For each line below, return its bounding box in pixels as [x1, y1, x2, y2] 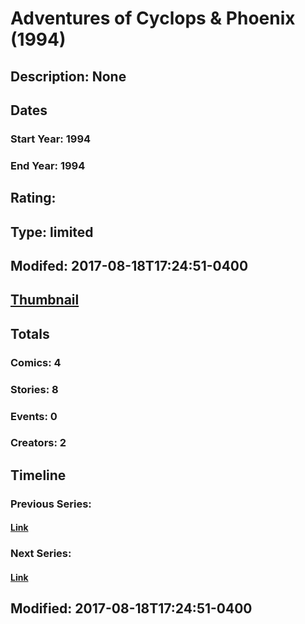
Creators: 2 [10, 436, 67, 450]
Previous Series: [10, 497, 92, 511]
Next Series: [10, 547, 72, 561]
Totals [10, 325, 50, 342]
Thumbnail [10, 292, 80, 309]
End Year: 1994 [10, 158, 86, 172]
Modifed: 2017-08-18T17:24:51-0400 [10, 257, 249, 274]
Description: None [10, 68, 127, 85]
